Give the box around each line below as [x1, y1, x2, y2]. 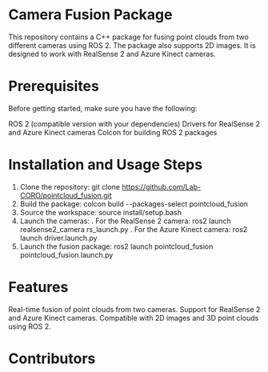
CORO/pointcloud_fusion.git [19, 190, 112, 200]
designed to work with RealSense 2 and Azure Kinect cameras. [8, 49, 216, 58]
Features [8, 278, 69, 296]
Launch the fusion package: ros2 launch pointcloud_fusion [19, 242, 214, 251]
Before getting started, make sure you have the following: [8, 103, 198, 113]
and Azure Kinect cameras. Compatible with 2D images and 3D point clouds [8, 313, 259, 322]
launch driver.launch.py [19, 233, 98, 242]
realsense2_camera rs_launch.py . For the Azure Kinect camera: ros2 [19, 224, 248, 234]
